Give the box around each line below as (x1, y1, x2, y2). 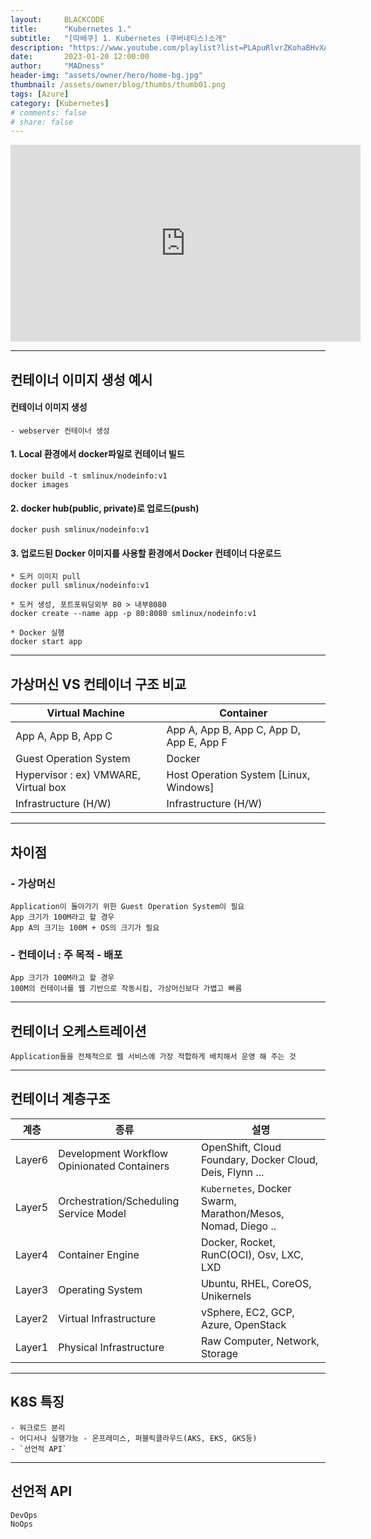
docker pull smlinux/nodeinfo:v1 (10, 581, 150, 591)
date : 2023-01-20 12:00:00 (10, 52, 150, 62)
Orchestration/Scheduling (58, 1194, 180, 1208)
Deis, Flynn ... (200, 1165, 265, 1179)
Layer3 (15, 1282, 49, 1296)
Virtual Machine (46, 706, 125, 720)
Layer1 (15, 1340, 49, 1354)
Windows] (166, 781, 215, 795)
